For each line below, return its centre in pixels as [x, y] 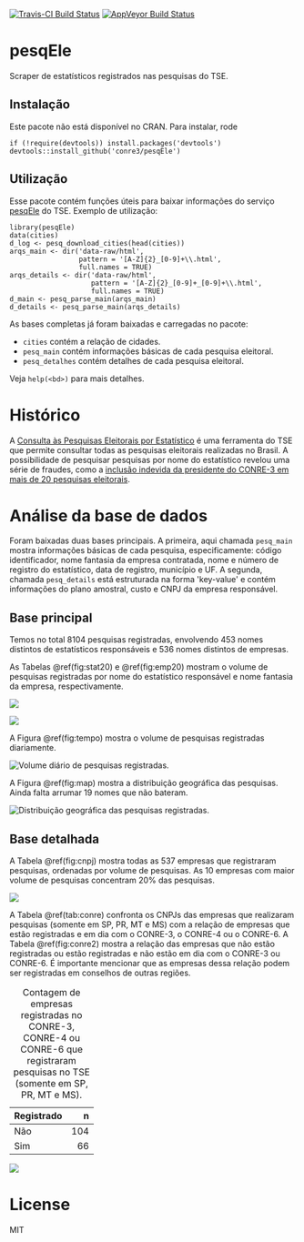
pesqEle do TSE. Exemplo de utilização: [84, 210]
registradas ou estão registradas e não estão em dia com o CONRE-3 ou [145, 954]
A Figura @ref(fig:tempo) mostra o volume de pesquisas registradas [137, 738]
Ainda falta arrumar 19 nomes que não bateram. [99, 793]
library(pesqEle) [42, 227]
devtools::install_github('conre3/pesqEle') [95, 151]
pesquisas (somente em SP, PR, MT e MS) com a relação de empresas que [150, 924]
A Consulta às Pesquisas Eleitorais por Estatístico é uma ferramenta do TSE [151, 440]
